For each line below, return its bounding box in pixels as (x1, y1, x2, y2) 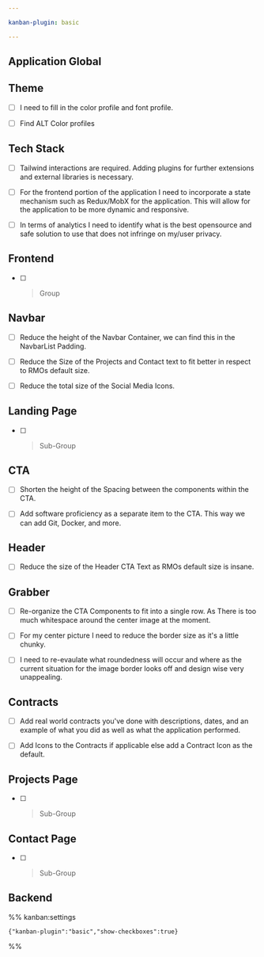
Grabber (8, 585, 50, 599)
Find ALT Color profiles (19, 118, 95, 128)
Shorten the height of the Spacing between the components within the (19, 485, 249, 494)
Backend (8, 891, 53, 905)
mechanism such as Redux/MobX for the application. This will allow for (19, 196, 251, 206)
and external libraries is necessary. (19, 172, 134, 181)
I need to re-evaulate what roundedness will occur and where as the (19, 655, 243, 665)
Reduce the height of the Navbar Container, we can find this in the (19, 332, 236, 341)
